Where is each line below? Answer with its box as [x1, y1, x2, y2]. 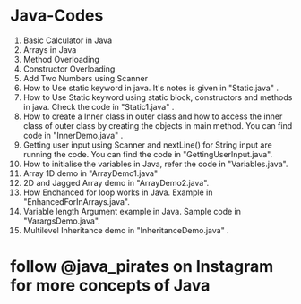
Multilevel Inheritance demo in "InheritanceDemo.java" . [22, 224, 229, 235]
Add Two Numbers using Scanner [22, 72, 149, 83]
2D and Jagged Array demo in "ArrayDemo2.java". [22, 177, 210, 188]
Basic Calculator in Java [22, 35, 113, 46]
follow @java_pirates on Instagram [10, 257, 274, 277]
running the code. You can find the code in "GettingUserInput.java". [22, 148, 272, 159]
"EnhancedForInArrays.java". [22, 196, 131, 207]
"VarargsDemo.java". [22, 215, 101, 226]
